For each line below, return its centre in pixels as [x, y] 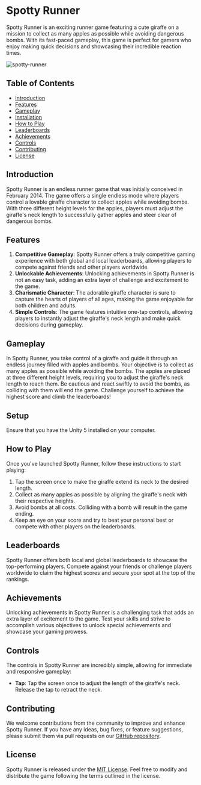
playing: [16, 470]
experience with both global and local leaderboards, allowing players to [103, 261]
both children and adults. [46, 305]
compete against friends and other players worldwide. [82, 267]
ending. [24, 513]
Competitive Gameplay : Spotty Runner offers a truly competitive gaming [105, 254]
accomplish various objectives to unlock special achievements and [89, 625]
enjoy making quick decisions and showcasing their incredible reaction [94, 46]
